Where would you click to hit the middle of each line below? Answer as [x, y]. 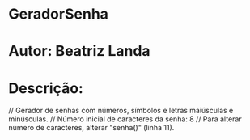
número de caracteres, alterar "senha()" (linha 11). [91, 128]
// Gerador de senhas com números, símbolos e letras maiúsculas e [121, 111]
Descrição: [46, 88]
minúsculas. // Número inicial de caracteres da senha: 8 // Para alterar [125, 119]
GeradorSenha [59, 14]
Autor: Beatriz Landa [80, 51]
